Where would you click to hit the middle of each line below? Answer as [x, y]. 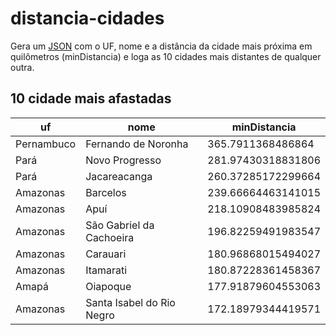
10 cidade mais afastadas [91, 98]
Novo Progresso [123, 160]
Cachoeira [110, 237]
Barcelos [106, 192]
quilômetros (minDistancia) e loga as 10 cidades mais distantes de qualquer [166, 56]
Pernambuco [46, 144]
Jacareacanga [119, 176]
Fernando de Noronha [137, 144]
